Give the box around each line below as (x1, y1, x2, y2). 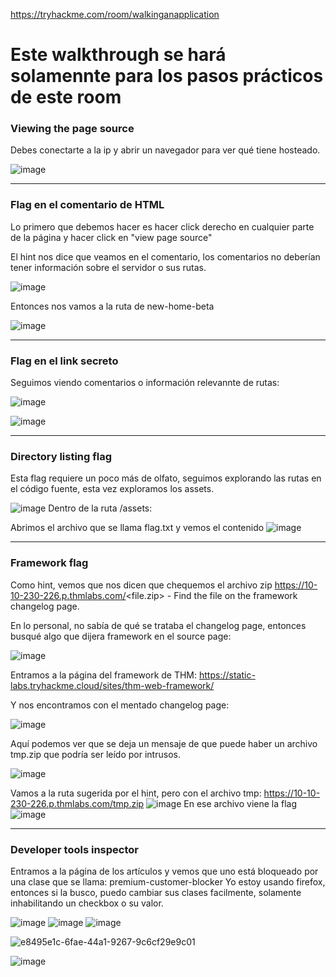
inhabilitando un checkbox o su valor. (10, 897, 164, 909)
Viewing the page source (10, 122, 135, 136)
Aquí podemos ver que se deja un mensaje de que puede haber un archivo (10, 737, 318, 749)
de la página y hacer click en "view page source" (10, 231, 213, 243)
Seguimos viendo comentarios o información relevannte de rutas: (10, 377, 280, 389)
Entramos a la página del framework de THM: (10, 669, 198, 681)
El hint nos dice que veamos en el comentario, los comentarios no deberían (10, 250, 321, 263)
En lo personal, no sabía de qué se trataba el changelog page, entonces (10, 619, 307, 631)
